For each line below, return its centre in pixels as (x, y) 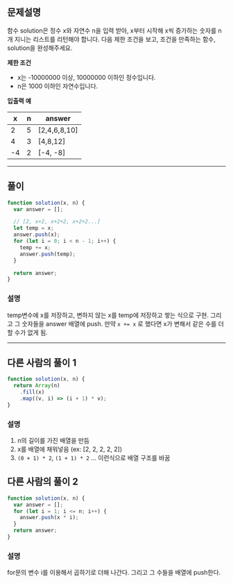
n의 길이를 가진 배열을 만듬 (53, 441)
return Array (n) (37, 386)
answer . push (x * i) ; (49, 518)
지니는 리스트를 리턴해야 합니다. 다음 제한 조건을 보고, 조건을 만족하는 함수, (115, 39)
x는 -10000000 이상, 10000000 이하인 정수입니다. (86, 77)
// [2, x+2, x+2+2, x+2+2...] (57, 222)
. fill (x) (32, 392)
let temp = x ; (34, 228)
